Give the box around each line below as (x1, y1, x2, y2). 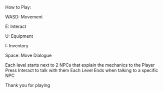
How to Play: (5, 4, 31, 10)
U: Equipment (5, 33, 33, 39)
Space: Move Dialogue (5, 52, 52, 58)
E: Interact (5, 23, 26, 29)
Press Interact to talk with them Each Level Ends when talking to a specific (5, 67, 158, 73)
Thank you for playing (5, 82, 50, 88)
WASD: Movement (5, 14, 43, 19)
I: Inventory (5, 43, 28, 49)
